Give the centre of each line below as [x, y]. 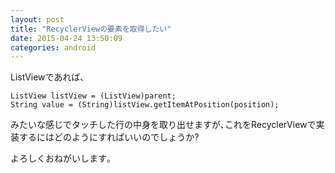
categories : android [53, 47]
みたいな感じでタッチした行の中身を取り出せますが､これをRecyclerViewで [163, 125]
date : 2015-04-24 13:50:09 [66, 38]
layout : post [37, 19]
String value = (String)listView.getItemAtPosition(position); [145, 105]
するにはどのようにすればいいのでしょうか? [109, 137]
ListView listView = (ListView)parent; [93, 96]
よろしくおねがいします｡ [61, 158]
